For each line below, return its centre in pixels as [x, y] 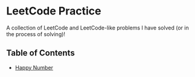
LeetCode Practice [54, 11]
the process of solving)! [36, 34]
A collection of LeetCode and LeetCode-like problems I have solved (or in [97, 28]
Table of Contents [41, 53]
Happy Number [34, 67]
